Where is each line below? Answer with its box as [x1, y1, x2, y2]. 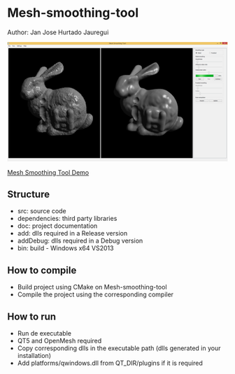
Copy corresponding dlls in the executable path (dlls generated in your [17, 344, 221, 352]
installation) [17, 352, 51, 360]
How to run [7, 310, 57, 322]
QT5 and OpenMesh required [17, 337, 102, 345]
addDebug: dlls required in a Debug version [17, 236, 143, 245]
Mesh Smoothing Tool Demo [7, 168, 90, 176]
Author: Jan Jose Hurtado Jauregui [7, 28, 109, 36]
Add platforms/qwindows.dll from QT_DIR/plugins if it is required [17, 359, 203, 368]
